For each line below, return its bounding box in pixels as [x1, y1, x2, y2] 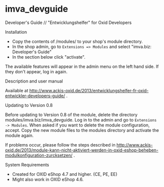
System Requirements [5, 162, 49, 167]
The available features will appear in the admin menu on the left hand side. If [5, 63, 159, 69]
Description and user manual [5, 78, 63, 84]
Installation [5, 29, 27, 35]
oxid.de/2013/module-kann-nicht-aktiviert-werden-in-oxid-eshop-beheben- [5, 147, 159, 153]
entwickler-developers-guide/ [5, 93, 65, 99]
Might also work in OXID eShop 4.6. [12, 176, 84, 182]
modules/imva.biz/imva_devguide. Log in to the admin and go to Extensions [5, 117, 157, 123]
